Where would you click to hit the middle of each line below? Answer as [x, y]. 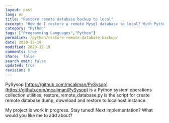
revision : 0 [18, 70]
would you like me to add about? [39, 115]
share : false [20, 56]
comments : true [21, 51]
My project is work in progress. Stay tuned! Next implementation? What [79, 110]
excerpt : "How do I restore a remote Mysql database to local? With [78, 24]
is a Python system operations [121, 90]
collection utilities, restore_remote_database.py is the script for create [77, 95]
